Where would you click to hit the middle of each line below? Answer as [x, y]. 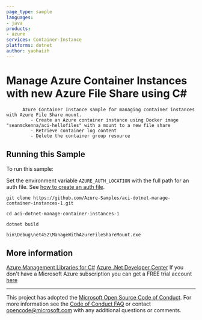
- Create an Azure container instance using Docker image [105, 120]
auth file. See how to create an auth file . [56, 186]
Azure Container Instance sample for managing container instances [109, 109]
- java [14, 23]
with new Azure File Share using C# [97, 93]
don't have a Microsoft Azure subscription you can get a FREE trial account [99, 274]
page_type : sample [29, 12]
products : [19, 29]
